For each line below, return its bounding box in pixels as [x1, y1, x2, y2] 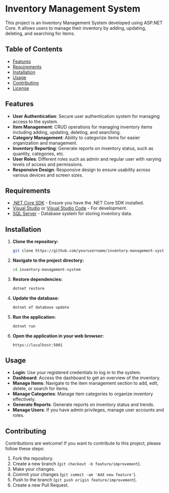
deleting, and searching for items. [5, 30, 75, 36]
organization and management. [12, 139, 78, 146]
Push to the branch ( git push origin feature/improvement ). [12, 477, 137, 483]
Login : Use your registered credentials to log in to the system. [12, 370, 141, 376]
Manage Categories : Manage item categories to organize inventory [12, 391, 153, 397]
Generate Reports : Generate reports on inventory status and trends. [12, 401, 155, 408]
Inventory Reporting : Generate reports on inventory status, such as [12, 145, 154, 151]
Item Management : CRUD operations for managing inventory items [12, 124, 153, 130]
